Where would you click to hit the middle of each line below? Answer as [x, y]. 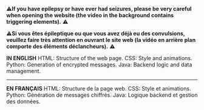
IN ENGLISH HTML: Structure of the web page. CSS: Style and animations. [99, 58]
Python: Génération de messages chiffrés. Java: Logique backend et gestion [102, 95]
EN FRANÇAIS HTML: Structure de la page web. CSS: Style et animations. [99, 88]
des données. [23, 101]
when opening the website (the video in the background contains [90, 15]
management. [24, 71]
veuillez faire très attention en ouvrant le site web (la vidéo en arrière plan [101, 40]
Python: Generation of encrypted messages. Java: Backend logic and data [99, 64]
